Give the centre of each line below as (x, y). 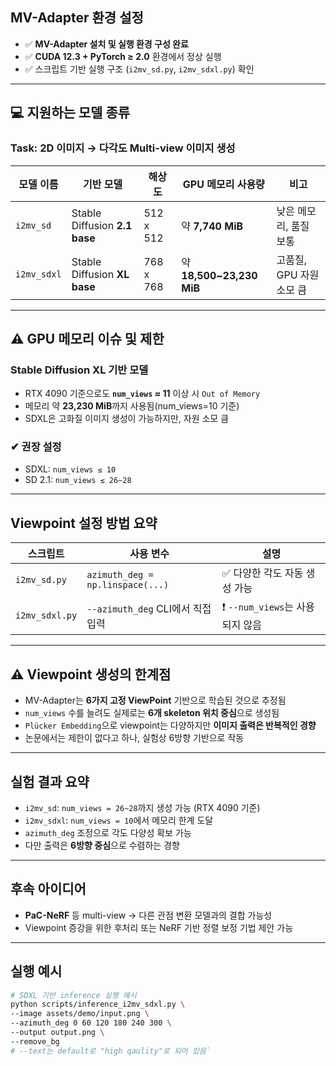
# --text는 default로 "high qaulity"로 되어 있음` (110, 1051)
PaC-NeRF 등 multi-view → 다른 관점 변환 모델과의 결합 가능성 (148, 915)
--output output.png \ (57, 1033)
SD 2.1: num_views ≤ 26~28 (78, 480)
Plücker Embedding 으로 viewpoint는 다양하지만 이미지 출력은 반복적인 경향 (170, 725)
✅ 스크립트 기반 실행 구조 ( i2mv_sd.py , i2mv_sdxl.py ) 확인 (139, 69)
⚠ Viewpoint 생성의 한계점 (91, 674)
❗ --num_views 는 (258, 607)
